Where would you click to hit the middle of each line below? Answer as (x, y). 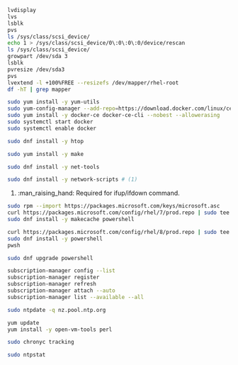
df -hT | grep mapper (39, 89)
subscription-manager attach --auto (61, 291)
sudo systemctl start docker (50, 122)
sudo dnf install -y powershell (55, 238)
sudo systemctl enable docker (52, 128)
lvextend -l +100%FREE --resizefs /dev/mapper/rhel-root (93, 83)
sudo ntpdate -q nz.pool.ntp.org (57, 310)
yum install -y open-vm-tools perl (60, 330)
